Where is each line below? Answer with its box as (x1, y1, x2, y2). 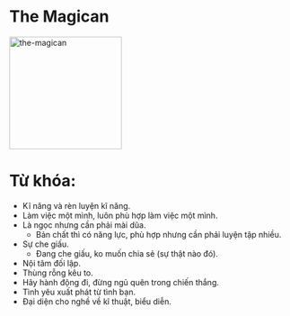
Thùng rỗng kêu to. (22, 267, 94, 278)
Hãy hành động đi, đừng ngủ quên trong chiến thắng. (22, 276, 220, 287)
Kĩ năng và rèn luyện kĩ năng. (22, 200, 131, 211)
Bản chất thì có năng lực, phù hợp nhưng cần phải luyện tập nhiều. (35, 229, 282, 239)
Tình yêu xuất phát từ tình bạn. (22, 286, 136, 297)
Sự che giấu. (22, 239, 69, 249)
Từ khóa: (9, 171, 76, 191)
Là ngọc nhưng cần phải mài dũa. (22, 219, 146, 230)
